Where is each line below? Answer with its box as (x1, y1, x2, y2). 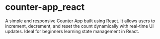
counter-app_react (5, 1, 85, 13)
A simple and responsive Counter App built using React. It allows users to (5, 18, 156, 24)
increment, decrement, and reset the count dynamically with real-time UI (5, 23, 154, 29)
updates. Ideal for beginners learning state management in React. (5, 28, 139, 34)
